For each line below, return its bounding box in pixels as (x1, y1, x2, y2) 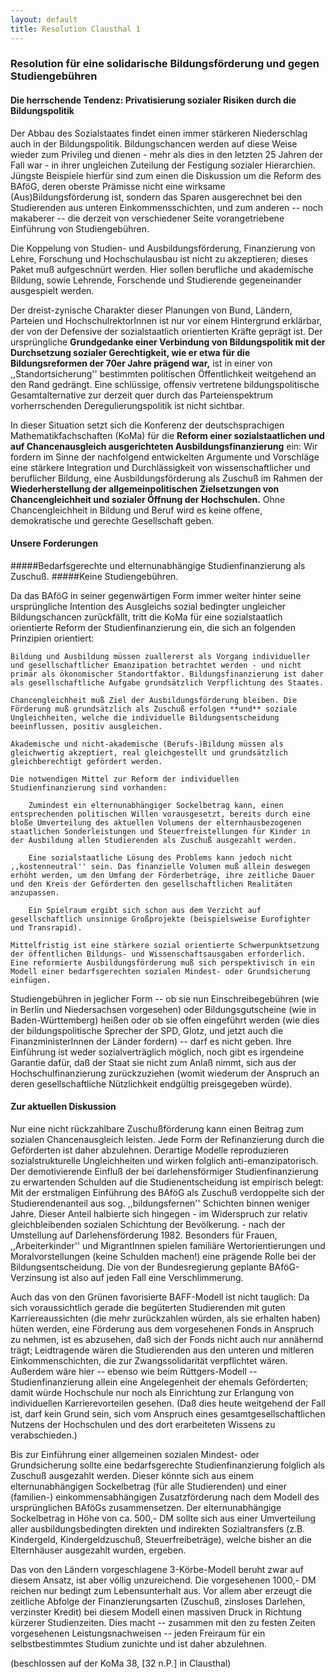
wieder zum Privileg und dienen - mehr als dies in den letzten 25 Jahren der (10, 148, 323, 160)
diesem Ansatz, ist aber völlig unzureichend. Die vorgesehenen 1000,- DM (10, 1574, 317, 1586)
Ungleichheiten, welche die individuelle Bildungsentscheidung (10, 712, 280, 723)
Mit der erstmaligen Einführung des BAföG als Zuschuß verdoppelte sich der (10, 1187, 325, 1199)
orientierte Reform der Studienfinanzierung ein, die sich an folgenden (10, 621, 296, 633)
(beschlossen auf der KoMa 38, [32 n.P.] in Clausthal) (10, 1657, 232, 1670)
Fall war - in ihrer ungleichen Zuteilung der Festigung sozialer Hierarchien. (10, 159, 316, 171)
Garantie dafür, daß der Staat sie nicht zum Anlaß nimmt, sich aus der (10, 1056, 297, 1068)
